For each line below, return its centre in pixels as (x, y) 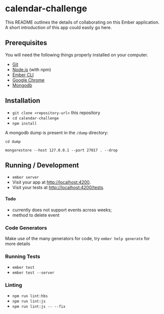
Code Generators (26, 228)
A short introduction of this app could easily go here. (59, 27)
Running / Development (42, 165)
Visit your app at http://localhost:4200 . (51, 182)
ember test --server (33, 273)
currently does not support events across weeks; (62, 210)
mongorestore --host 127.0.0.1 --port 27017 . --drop (62, 150)
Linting (14, 285)
